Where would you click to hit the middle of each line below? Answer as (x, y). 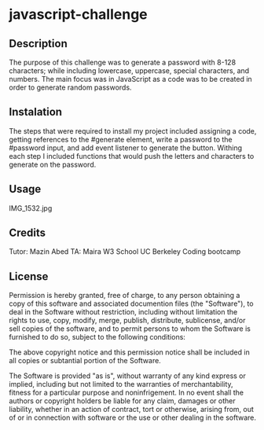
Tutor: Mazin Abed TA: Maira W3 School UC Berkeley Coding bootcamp (125, 252)
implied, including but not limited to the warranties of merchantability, (121, 384)
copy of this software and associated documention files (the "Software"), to (131, 303)
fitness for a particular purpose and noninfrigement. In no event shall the (126, 393)
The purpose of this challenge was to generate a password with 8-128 (123, 62)
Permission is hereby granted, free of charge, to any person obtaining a (125, 296)
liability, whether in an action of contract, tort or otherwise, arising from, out (132, 410)
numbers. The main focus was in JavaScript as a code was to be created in (130, 79)
